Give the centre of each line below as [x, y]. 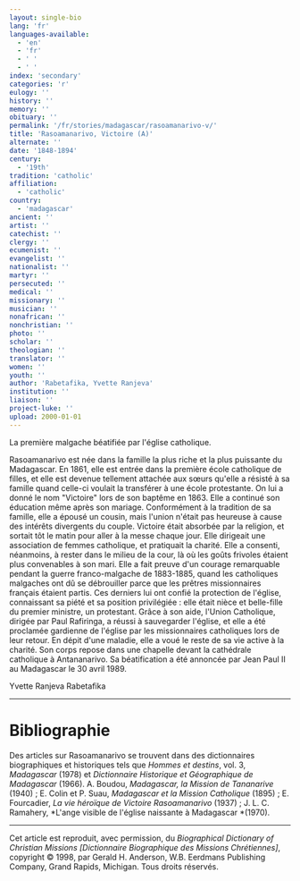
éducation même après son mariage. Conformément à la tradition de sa [141, 507]
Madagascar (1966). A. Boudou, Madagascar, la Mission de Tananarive [142, 784]
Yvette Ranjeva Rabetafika [58, 686]
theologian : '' [37, 350]
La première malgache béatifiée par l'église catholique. [110, 442]
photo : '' [28, 334]
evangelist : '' [37, 259]
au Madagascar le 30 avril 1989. [68, 668]
